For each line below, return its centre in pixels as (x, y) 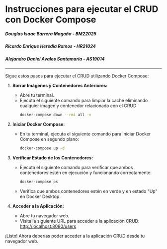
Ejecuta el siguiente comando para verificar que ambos (76, 167)
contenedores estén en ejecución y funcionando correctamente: (86, 173)
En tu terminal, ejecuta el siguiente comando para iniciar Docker (85, 134)
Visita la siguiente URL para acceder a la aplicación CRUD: (80, 221)
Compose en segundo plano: (49, 139)
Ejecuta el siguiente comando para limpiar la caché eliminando (84, 100)
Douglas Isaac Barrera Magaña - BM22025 (51, 34)
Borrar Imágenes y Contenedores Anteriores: (60, 85)
